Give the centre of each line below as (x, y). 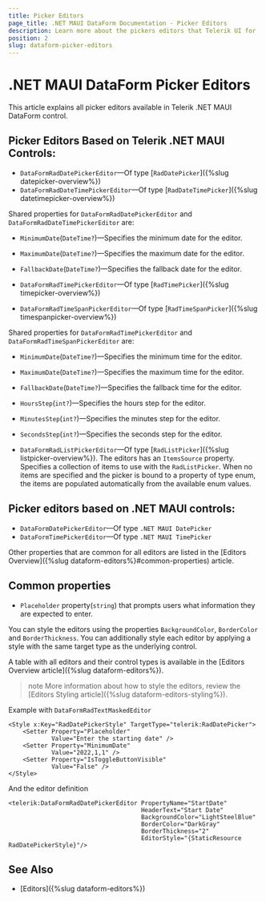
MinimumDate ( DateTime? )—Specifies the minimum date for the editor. (131, 238)
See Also (31, 869)
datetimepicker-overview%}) (67, 198)
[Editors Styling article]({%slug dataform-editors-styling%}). (128, 694)
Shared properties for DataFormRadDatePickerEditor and (100, 214)
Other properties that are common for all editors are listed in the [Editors (127, 552)
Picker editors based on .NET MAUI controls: (122, 509)
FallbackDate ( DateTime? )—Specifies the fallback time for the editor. (131, 387)
